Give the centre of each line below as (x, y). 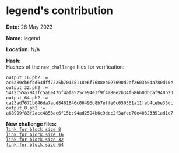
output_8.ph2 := (26, 108)
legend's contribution (60, 11)
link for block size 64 (35, 145)
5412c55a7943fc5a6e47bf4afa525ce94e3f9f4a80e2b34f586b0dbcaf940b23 (90, 92)
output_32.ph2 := (27, 88)
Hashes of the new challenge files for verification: (65, 67)
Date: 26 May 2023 (30, 27)
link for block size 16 (35, 134)
